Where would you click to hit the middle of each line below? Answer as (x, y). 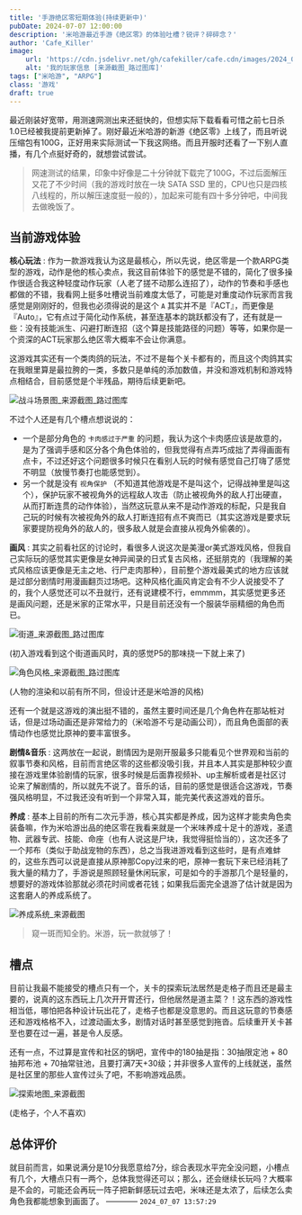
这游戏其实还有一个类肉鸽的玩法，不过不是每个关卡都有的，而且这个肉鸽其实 (151, 359)
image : (22, 51)
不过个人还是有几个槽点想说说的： (72, 419)
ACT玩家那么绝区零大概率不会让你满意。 (115, 339)
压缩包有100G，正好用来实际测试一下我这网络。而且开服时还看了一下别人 (145, 142)
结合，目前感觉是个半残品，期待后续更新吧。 (107, 381)
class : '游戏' (35, 85)
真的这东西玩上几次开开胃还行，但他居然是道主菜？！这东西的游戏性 (166, 999)
